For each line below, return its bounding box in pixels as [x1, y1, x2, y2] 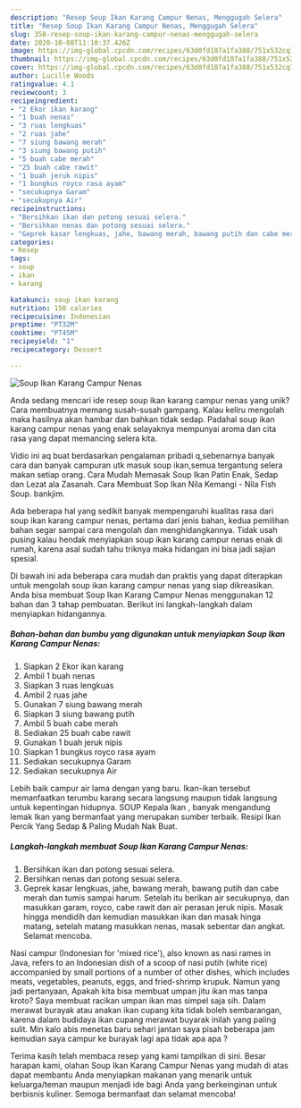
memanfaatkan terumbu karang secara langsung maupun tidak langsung [10, 792, 278, 803]
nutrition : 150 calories [10, 303, 103, 313]
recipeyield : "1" [10, 337, 75, 346]
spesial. [10, 553, 39, 563]
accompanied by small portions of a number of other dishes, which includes [10, 967, 290, 977]
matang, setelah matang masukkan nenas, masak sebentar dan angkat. [22, 920, 286, 931]
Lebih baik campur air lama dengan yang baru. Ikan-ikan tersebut [10, 782, 251, 793]
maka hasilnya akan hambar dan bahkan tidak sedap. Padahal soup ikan [10, 413, 275, 425]
